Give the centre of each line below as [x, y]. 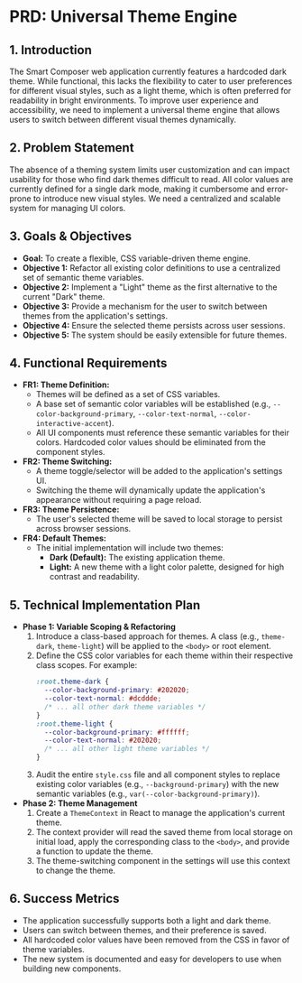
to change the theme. [75, 870]
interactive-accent [73, 424]
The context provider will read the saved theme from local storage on [164, 832]
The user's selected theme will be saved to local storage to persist [159, 519]
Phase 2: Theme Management [80, 803]
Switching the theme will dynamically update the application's [151, 490]
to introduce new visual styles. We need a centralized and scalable [157, 198]
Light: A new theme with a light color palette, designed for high [167, 567]
